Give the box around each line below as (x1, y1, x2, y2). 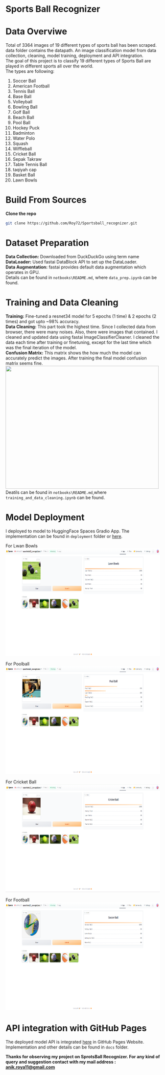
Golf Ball (12, 109, 30, 115)
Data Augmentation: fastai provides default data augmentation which (5, 264, 146, 270)
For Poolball (5, 660, 30, 667)
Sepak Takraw (12, 156, 42, 162)
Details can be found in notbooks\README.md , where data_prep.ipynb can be (5, 274, 157, 280)
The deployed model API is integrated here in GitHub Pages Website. (5, 1039, 144, 1045)
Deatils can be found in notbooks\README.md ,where (5, 489, 107, 495)
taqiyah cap (12, 167, 37, 173)
